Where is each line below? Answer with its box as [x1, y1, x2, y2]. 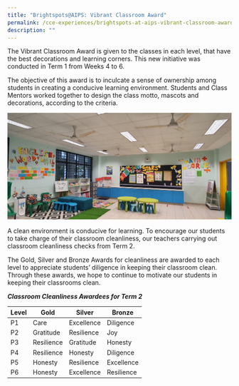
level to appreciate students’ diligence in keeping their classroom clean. [7, 263, 218, 272]
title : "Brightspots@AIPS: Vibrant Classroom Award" [7, 11, 167, 19]
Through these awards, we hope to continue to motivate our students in [7, 271, 218, 280]
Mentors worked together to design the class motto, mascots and [7, 91, 199, 100]
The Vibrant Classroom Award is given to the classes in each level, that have [7, 47, 231, 56]
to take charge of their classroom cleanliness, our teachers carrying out [7, 234, 218, 243]
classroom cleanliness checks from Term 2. [7, 242, 135, 250]
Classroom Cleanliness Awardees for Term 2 [7, 293, 142, 301]
